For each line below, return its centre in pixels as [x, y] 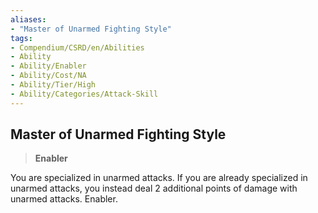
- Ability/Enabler [48, 66]
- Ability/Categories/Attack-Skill [84, 94]
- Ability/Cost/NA [48, 76]
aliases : [28, 19]
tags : [21, 38]
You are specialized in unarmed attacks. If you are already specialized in [159, 178]
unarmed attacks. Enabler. [64, 199]
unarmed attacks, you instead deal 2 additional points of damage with [154, 188]
